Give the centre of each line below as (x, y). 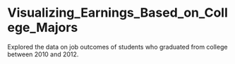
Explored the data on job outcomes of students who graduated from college (117, 47)
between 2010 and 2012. (43, 54)
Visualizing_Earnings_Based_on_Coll (117, 13)
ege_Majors (43, 27)
